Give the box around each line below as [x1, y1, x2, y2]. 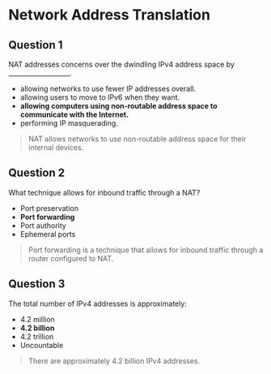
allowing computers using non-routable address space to [19, 101, 218, 110]
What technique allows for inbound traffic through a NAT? [8, 187, 201, 197]
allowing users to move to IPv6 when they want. [19, 92, 180, 102]
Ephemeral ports [19, 229, 76, 239]
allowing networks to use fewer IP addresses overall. [19, 84, 197, 93]
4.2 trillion [19, 331, 54, 342]
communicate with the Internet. [19, 110, 129, 119]
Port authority [19, 221, 66, 230]
